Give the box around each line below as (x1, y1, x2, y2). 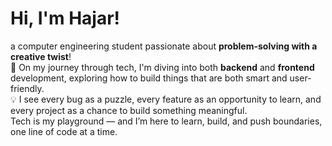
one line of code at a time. (10, 125, 118, 137)
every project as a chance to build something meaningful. (10, 104, 248, 116)
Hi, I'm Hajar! (10, 7, 121, 30)
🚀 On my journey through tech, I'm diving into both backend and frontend (10, 61, 315, 73)
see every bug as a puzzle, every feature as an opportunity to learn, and (23, 93, 322, 105)
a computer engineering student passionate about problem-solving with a (10, 40, 318, 52)
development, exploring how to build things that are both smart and (10, 72, 288, 84)
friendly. (10, 82, 45, 94)
